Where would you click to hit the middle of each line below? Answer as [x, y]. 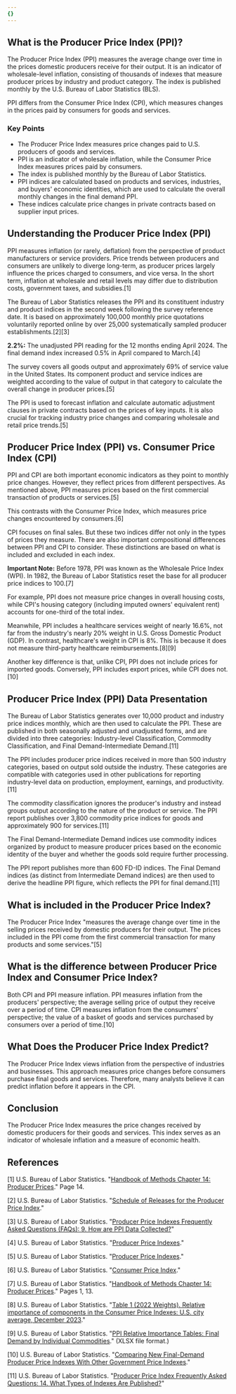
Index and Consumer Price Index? [83, 978]
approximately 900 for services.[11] [58, 826]
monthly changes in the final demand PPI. [78, 196]
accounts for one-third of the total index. [66, 612]
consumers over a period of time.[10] [61, 1024]
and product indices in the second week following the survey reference [110, 309]
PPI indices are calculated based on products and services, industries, [119, 181]
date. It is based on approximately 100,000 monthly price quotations [106, 316]
